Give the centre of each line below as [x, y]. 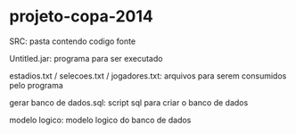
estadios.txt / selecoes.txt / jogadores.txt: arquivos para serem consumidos [148, 75]
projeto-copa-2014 [81, 17]
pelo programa [37, 85]
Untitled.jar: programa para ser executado [86, 58]
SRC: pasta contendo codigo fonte [73, 41]
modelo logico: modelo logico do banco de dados [100, 120]
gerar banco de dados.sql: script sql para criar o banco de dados [129, 102]
